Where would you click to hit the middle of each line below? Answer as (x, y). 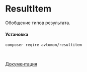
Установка (17, 34)
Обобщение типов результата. (38, 23)
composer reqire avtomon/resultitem (43, 45)
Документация (21, 64)
